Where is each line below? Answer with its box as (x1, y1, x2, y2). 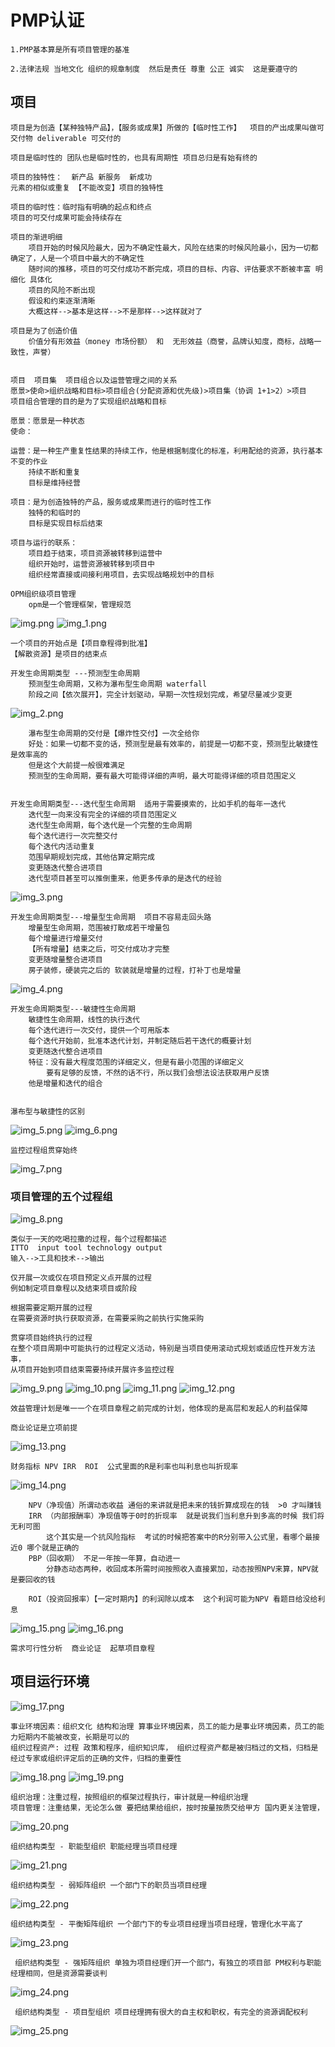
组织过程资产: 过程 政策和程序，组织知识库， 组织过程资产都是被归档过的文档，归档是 (10, 1742, 319, 1753)
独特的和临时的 (28, 507, 81, 518)
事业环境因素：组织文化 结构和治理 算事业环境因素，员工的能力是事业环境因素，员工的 (10, 1721, 317, 1731)
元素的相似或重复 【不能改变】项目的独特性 (10, 182, 164, 193)
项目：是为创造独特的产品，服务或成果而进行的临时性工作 (10, 497, 212, 507)
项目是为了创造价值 (10, 326, 78, 336)
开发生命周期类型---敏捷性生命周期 (10, 1004, 136, 1014)
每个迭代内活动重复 (28, 841, 96, 851)
